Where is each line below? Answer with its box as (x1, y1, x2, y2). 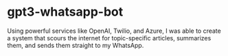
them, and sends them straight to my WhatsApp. (7, 41, 144, 49)
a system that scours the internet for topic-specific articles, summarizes (7, 33, 212, 42)
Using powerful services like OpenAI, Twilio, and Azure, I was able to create (7, 27, 221, 35)
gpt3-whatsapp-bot (7, 4, 124, 20)
